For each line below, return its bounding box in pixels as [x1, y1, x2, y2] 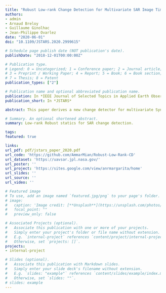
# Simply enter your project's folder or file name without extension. [5, 230, 161, 235]
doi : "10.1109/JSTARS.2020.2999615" [5, 40, 81, 44]
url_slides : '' [5, 171, 37, 176]
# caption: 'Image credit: [5, 203, 65, 208]
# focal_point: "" [5, 207, 48, 212]
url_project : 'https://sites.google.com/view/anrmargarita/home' [5, 166, 142, 171]
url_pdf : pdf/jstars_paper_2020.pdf [5, 148, 81, 153]
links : [5, 143, 19, 148]
